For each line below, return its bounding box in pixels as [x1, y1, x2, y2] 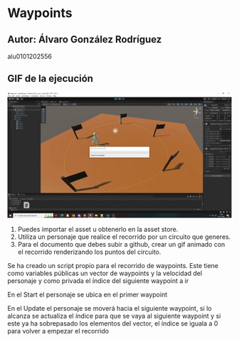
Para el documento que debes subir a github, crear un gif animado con [17, 240, 225, 249]
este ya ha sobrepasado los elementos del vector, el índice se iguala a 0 [7, 319, 218, 328]
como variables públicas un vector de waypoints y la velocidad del [7, 269, 203, 278]
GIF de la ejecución [7, 73, 94, 85]
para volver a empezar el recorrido [7, 327, 109, 336]
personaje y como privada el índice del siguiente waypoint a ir [7, 277, 189, 285]
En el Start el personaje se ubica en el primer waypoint [7, 290, 168, 299]
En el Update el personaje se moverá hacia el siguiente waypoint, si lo [7, 304, 212, 313]
